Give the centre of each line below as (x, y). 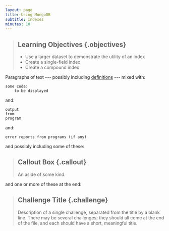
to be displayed (32, 91)
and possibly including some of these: (45, 147)
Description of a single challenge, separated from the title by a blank (89, 212)
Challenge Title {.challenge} (63, 200)
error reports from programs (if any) (46, 137)
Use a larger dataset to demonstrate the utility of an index (85, 57)
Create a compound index (52, 67)
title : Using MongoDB (28, 15)
